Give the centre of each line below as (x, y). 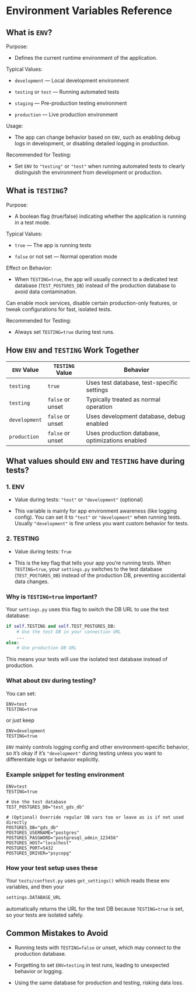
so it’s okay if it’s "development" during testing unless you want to (84, 753)
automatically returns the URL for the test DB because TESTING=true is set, (95, 909)
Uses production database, (123, 433)
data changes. (32, 581)
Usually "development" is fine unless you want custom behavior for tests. (101, 524)
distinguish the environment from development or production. (88, 172)
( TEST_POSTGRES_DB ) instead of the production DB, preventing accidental (100, 575)
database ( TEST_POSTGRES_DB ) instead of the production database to (95, 285)
